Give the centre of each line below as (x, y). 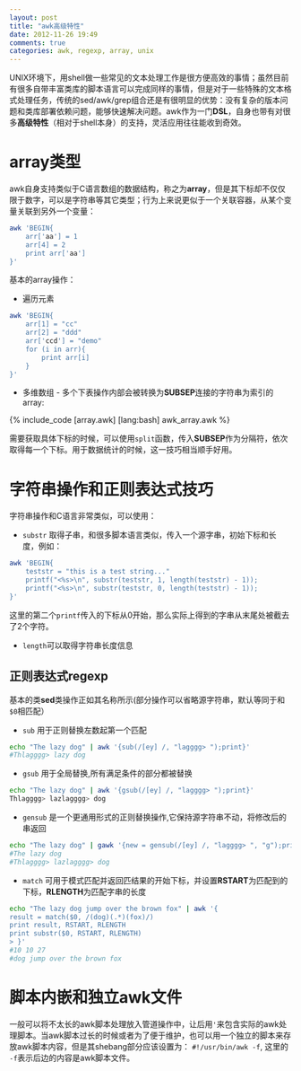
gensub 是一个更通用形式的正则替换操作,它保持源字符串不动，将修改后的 (154, 817)
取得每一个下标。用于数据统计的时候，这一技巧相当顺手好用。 (123, 450)
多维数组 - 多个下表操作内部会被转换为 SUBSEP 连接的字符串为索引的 (148, 392)
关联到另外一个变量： (56, 211)
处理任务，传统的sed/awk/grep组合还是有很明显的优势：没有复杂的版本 (148, 101)
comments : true (38, 43)
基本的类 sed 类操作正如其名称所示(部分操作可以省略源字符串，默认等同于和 (147, 699)
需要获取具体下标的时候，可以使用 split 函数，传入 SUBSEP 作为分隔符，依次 (149, 439)
